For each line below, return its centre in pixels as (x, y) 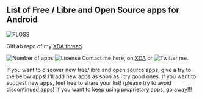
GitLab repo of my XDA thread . (45, 46)
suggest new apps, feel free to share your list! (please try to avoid (89, 82)
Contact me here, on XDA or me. (135, 58)
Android (22, 20)
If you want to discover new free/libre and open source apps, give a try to (99, 70)
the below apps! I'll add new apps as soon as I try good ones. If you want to (101, 76)
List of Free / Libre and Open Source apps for (93, 10)
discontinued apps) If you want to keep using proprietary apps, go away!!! (99, 89)
